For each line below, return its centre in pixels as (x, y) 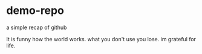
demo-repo (35, 11)
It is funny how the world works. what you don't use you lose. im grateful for (101, 39)
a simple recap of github (37, 27)
